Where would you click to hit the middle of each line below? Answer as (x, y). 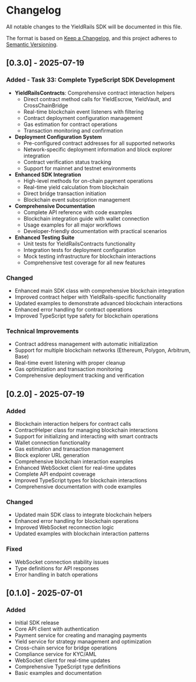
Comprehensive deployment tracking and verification (79, 376)
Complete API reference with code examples (78, 212)
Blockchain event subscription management (77, 199)
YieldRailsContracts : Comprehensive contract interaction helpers (95, 93)
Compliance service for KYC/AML (55, 654)
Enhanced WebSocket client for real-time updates (75, 467)
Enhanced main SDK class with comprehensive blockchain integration (99, 290)
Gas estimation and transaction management (69, 449)
